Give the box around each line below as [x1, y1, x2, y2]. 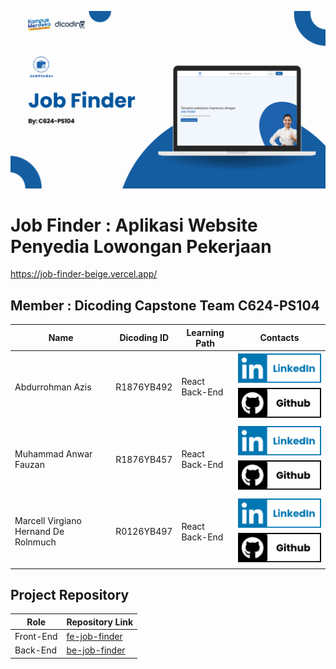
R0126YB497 [115, 526, 173, 538]
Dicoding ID [119, 332, 170, 344]
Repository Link [66, 616, 134, 628]
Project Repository [10, 586, 130, 603]
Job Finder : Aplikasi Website [10, 214, 258, 236]
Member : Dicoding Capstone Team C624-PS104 [10, 297, 320, 314]
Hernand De [14, 526, 65, 538]
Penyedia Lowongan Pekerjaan [10, 235, 272, 258]
